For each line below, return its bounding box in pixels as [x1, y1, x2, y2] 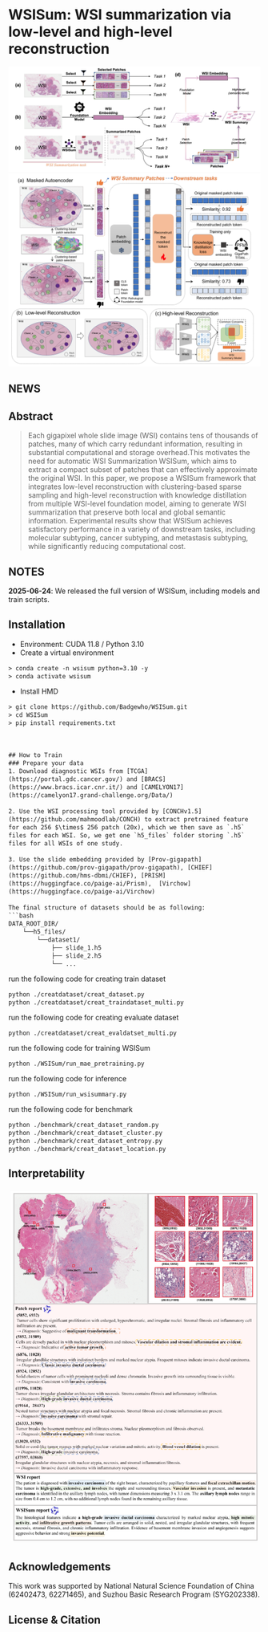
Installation [8, 618, 66, 632]
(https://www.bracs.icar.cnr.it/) [8, 783, 124, 792]
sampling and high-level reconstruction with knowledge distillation [27, 490, 247, 500]
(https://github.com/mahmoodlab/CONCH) [8, 815, 142, 824]
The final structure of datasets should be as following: [8, 903, 206, 912]
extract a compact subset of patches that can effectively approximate [27, 465, 258, 474]
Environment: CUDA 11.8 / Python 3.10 [19, 639, 145, 649]
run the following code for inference [8, 1073, 127, 1083]
